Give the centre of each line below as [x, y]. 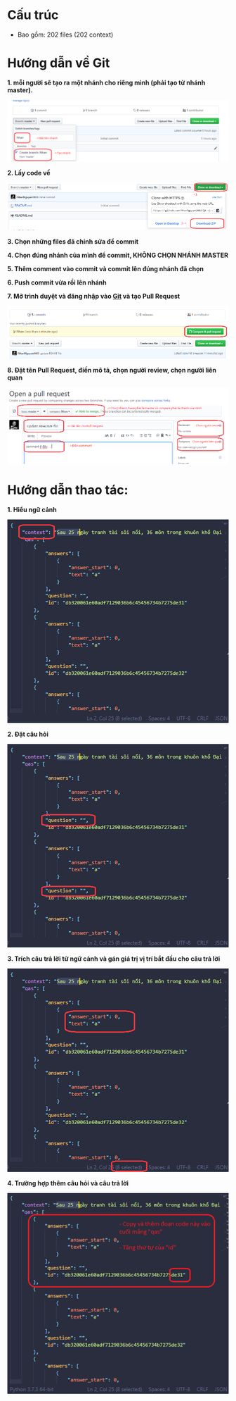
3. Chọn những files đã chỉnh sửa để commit [73, 242]
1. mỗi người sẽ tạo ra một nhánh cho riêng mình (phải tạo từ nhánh [106, 82]
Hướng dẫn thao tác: [68, 490]
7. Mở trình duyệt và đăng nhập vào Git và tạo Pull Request [94, 297]
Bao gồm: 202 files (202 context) [65, 35]
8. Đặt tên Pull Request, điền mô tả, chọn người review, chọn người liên [112, 370]
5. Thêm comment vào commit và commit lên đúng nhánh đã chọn [105, 269]
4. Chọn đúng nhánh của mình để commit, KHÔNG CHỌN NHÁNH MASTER [118, 255]
